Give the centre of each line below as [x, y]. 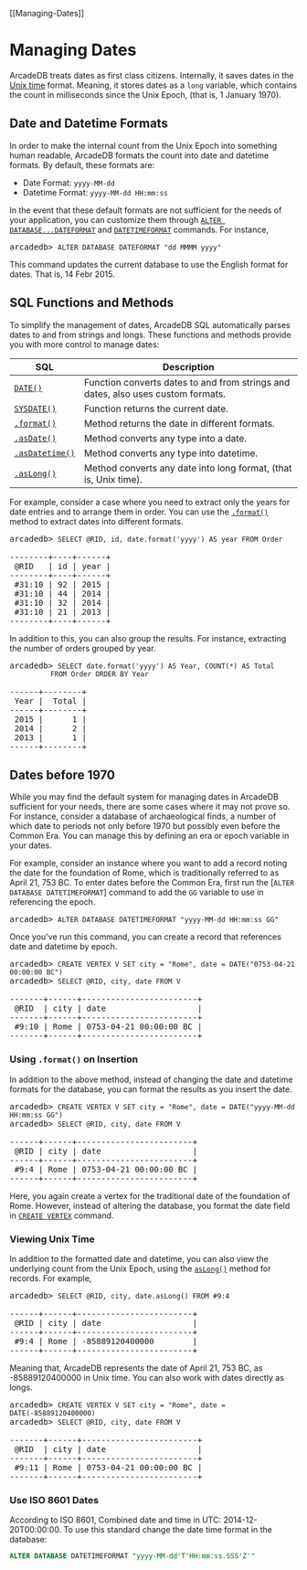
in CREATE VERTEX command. [62, 1215]
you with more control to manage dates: [85, 344]
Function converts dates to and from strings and [187, 382]
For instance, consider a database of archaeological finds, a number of [143, 816]
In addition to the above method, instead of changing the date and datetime [152, 1079]
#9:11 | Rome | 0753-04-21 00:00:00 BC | [108, 1467]
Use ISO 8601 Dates [54, 1500]
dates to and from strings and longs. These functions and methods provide [150, 334]
